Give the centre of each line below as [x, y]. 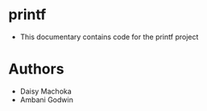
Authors [36, 69]
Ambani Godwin [47, 99]
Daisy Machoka [46, 91]
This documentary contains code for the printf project [109, 37]
